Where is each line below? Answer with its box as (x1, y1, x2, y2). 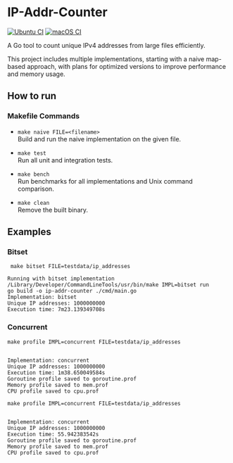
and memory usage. (7, 70, 65, 78)
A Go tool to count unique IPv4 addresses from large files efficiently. (7, 41, 206, 49)
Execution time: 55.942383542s (7, 431, 99, 438)
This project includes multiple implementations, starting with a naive (7, 54, 205, 63)
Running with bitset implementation (7, 275, 115, 282)
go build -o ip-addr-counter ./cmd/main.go (7, 288, 137, 295)
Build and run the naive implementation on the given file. (17, 134, 182, 143)
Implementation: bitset (7, 293, 77, 301)
